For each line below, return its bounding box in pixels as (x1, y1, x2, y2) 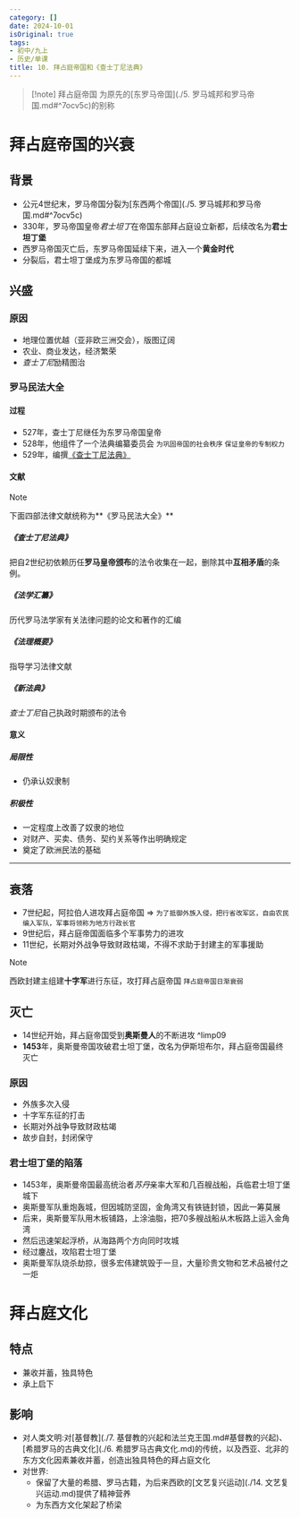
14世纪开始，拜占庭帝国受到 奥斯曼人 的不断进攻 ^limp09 (21, 1029, 227, 1040)
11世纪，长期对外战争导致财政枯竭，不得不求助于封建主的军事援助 (21, 939, 264, 950)
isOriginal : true (9, 30, 74, 39)
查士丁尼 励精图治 (21, 356, 86, 367)
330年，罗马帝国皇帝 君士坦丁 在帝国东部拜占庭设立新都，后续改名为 (21, 220, 272, 231)
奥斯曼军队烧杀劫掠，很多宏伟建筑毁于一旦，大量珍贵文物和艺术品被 (21, 1257, 273, 1268)
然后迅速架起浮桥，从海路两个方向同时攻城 (21, 1235, 179, 1246)
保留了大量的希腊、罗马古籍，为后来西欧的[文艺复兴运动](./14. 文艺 (35, 1477, 281, 1488)
